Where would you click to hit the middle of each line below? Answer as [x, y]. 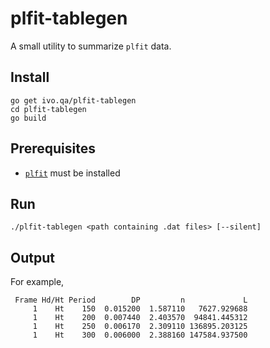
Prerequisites [53, 148]
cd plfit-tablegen [48, 109]
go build [28, 118]
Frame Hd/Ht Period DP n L [131, 300]
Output [32, 257]
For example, [37, 282]
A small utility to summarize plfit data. [91, 46]
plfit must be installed [72, 173]
